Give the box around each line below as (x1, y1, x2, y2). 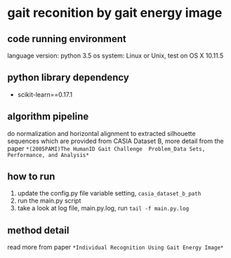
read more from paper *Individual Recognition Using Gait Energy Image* (7, 243, 224, 252)
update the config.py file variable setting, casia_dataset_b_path (17, 189, 202, 198)
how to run (7, 170, 55, 183)
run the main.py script (17, 196, 81, 205)
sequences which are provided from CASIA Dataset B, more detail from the (7, 137, 224, 145)
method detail (7, 224, 70, 236)
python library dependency (7, 72, 130, 83)
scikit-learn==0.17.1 (17, 90, 72, 99)
